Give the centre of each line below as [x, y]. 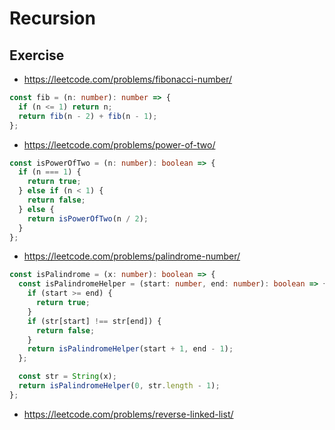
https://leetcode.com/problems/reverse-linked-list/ [128, 414]
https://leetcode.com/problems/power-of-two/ [119, 144]
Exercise [37, 55]
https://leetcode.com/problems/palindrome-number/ [132, 256]
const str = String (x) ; [67, 377]
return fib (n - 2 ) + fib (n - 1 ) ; [88, 116]
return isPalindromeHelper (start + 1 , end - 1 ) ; [130, 349]
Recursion [52, 18]
